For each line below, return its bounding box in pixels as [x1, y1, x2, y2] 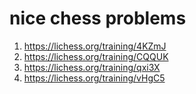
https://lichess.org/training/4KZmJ [23, 40, 167, 52]
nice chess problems [9, 7, 187, 30]
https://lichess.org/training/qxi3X [23, 61, 161, 73]
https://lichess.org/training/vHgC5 [23, 72, 166, 84]
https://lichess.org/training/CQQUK [23, 50, 169, 62]
